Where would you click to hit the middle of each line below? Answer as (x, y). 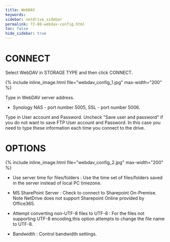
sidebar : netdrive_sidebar (34, 19)
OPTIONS (26, 149)
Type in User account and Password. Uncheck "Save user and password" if (84, 117)
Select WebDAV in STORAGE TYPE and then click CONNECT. (69, 72)
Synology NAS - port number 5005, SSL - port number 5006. (76, 107)
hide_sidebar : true (26, 33)
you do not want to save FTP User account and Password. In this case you (83, 123)
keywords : (16, 15)
